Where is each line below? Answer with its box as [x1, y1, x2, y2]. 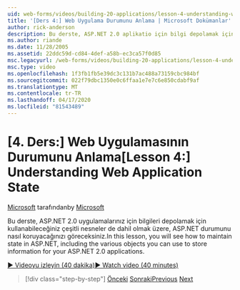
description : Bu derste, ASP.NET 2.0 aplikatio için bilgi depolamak [7, 30, 219, 38]
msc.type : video [7, 63, 56, 71]
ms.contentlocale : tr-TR [7, 90, 81, 97]
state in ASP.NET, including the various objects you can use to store [7, 239, 207, 248]
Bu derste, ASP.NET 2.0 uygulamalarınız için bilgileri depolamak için [7, 217, 207, 225]
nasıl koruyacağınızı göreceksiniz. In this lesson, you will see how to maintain [7, 232, 232, 240]
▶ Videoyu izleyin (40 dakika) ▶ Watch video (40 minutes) [7, 261, 179, 269]
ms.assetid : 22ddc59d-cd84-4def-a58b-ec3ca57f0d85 [7, 51, 161, 58]
